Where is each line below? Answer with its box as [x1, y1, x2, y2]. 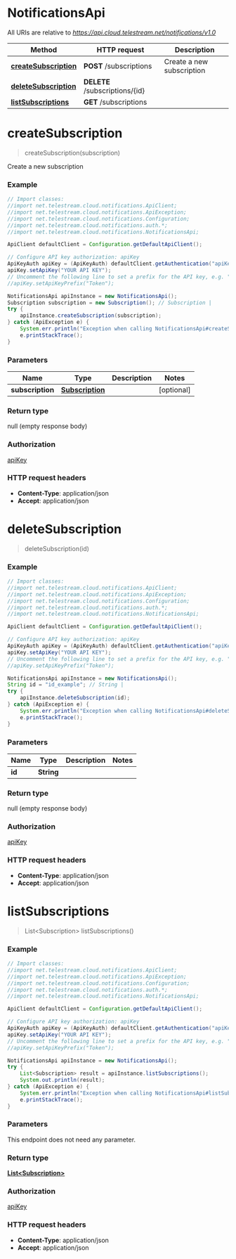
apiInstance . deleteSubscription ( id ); [20, 695, 131, 702]
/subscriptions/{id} [83, 86, 145, 96]
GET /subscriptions [83, 97, 147, 107]
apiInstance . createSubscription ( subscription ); [20, 312, 162, 319]
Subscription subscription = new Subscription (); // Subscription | [7, 299, 212, 306]
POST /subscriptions [83, 61, 152, 71]
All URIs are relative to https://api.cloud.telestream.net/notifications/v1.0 [7, 28, 216, 37]
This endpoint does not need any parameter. [7, 1135, 136, 1144]
